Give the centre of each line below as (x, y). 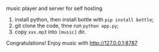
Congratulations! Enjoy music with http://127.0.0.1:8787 (72, 43)
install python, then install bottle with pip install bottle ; (84, 19)
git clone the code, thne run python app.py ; (67, 26)
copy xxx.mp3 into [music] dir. (50, 32)
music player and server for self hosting (54, 8)
